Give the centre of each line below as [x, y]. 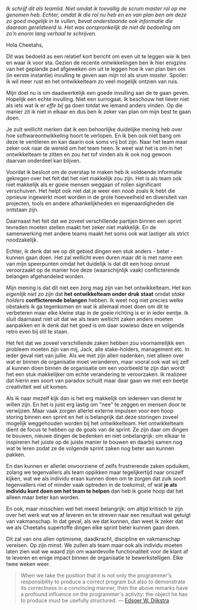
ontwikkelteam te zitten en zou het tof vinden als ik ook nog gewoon [89, 154]
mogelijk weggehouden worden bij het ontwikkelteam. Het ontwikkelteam [95, 423]
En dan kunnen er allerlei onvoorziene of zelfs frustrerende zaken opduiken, [98, 466]
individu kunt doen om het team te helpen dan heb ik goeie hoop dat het [95, 491]
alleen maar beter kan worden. [43, 497]
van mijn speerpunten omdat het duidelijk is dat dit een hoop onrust [88, 264]
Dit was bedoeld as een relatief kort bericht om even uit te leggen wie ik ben [98, 56]
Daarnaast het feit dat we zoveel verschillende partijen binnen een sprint [94, 221]
